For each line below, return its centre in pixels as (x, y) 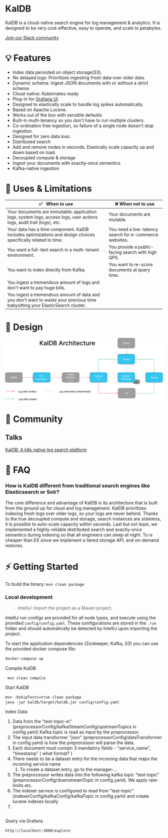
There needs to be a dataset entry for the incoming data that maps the (85, 759)
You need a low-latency (133, 229)
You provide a (123, 247)
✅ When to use (56, 204)
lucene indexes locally (35, 801)
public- (146, 247)
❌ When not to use (135, 204)
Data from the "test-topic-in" (42, 721)
